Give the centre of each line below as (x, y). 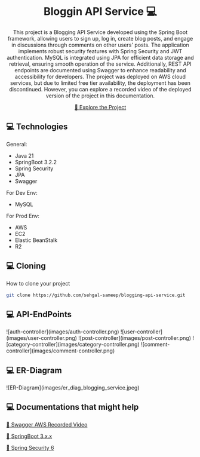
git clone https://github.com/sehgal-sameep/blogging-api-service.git (96, 295)
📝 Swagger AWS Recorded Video (47, 424)
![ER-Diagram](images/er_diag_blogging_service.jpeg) (73, 388)
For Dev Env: (22, 192)
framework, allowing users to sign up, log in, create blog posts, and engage (100, 38)
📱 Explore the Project (100, 107)
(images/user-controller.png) (42, 338)
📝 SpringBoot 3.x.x (29, 436)
